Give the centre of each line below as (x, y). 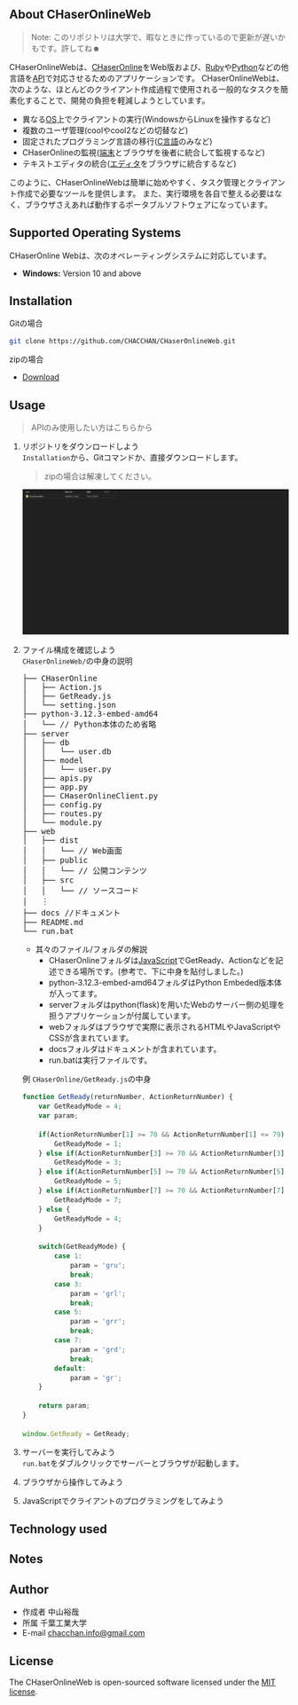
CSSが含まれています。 (91, 1038)
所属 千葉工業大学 (54, 1623)
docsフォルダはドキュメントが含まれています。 (135, 1049)
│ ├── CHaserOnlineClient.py (90, 796)
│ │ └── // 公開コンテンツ (85, 871)
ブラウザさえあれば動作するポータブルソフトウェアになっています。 (148, 204)
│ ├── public (55, 860)
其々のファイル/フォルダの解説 (91, 949)
